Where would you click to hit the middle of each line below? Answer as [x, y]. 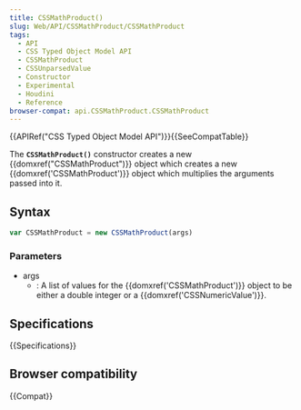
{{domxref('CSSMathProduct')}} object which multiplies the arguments [142, 174]
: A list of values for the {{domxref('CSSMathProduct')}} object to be [164, 285]
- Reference [40, 102]
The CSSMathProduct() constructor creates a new [101, 155]
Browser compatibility [74, 374]
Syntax [30, 211]
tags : [20, 35]
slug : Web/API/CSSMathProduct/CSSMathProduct [97, 26]
